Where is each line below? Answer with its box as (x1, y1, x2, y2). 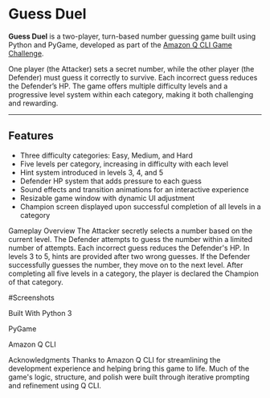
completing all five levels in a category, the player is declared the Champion (8, 269, 260, 278)
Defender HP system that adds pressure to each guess (19, 176, 202, 186)
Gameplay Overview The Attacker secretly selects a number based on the (8, 226, 253, 236)
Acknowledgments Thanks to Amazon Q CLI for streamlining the (8, 355, 221, 364)
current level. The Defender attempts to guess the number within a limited (8, 234, 253, 244)
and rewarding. (8, 98, 59, 108)
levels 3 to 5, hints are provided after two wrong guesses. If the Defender (8, 251, 251, 261)
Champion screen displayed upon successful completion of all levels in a (19, 202, 261, 211)
